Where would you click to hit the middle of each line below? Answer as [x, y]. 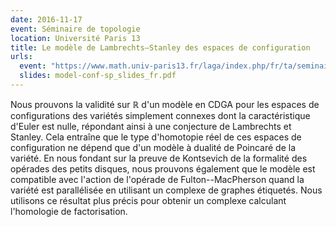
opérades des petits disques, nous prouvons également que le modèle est [163, 168]
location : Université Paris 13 [75, 38]
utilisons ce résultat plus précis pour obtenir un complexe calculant [148, 200]
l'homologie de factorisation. [69, 211]
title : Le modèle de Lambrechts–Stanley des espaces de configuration [160, 47]
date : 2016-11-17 [46, 19]
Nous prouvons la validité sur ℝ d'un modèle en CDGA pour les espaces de [165, 104]
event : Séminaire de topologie [75, 29]
